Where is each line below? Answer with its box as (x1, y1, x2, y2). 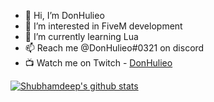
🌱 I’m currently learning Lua (24, 31, 139, 42)
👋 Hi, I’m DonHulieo (24, 10, 105, 21)
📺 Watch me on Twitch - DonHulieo (24, 57, 173, 69)
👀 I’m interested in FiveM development (24, 20, 183, 32)
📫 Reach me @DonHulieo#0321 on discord (24, 42, 205, 54)
